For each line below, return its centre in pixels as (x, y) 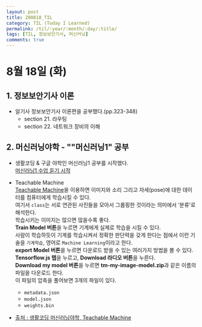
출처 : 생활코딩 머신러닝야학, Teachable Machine (73, 317)
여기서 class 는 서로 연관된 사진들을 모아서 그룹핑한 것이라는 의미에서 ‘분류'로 (105, 205)
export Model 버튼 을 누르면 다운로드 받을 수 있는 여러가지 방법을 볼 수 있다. (104, 250)
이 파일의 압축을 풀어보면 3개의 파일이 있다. (65, 280)
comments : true (25, 40)
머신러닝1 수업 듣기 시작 (43, 170)
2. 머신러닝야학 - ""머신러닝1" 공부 (68, 148)
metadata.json (42, 293)
